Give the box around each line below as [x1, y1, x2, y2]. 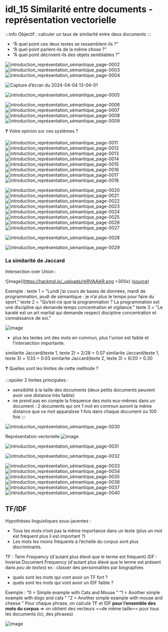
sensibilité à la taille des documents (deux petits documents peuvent [12, 387, 155, 393]
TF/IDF [5, 504, 27, 513]
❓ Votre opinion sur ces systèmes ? [5, 128, 78, 134]
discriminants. [12, 544, 42, 550]
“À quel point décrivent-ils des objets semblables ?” [12, 52, 120, 58]
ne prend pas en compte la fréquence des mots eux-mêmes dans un [12, 398, 155, 404]
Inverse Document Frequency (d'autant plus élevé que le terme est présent [5, 559, 161, 565]
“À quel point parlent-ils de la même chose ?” [12, 46, 107, 52]
